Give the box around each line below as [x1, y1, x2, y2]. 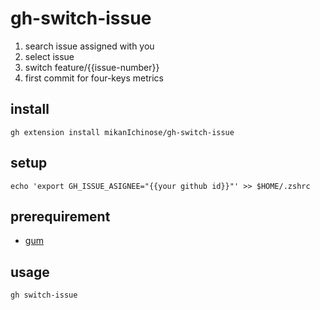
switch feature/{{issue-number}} [24, 61, 160, 73]
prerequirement [10, 208, 111, 225]
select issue [24, 50, 75, 62]
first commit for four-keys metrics [24, 72, 164, 84]
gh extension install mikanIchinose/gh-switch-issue [10, 127, 235, 137]
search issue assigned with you [24, 40, 155, 52]
